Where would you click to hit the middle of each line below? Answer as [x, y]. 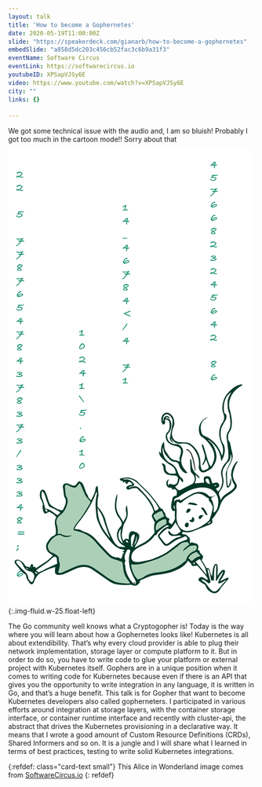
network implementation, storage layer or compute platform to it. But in [123, 651]
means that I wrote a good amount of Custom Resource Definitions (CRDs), [129, 735]
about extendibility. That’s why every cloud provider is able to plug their [124, 643]
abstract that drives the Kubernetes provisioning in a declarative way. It [123, 727]
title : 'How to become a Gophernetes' [71, 25]
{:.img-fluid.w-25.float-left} [52, 611]
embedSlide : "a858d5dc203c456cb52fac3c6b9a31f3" [89, 50]
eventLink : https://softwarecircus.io [71, 67]
